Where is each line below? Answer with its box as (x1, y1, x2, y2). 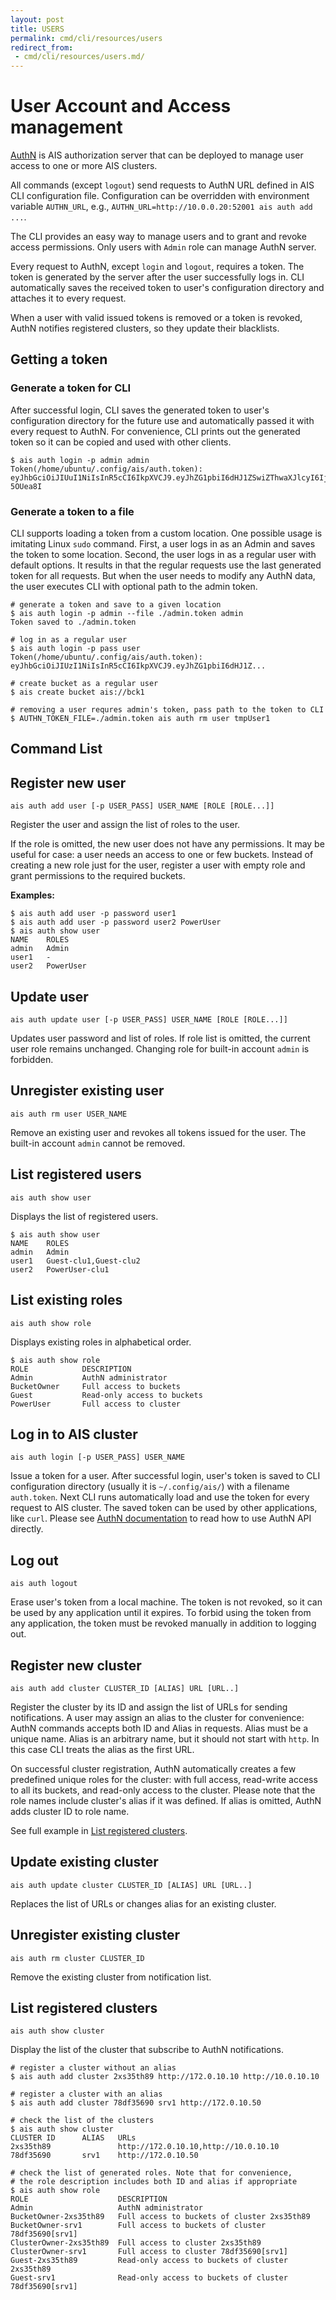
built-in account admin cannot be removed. (10, 1137, 186, 1149)
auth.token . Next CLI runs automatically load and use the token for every (10, 1491, 310, 1503)
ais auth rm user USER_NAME (10, 1109, 128, 1119)
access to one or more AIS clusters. (10, 160, 158, 172)
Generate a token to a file (10, 504, 135, 518)
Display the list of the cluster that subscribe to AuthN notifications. (10, 2044, 284, 2056)
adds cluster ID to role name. (10, 1805, 130, 1817)
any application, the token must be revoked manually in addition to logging (10, 1617, 317, 1630)
